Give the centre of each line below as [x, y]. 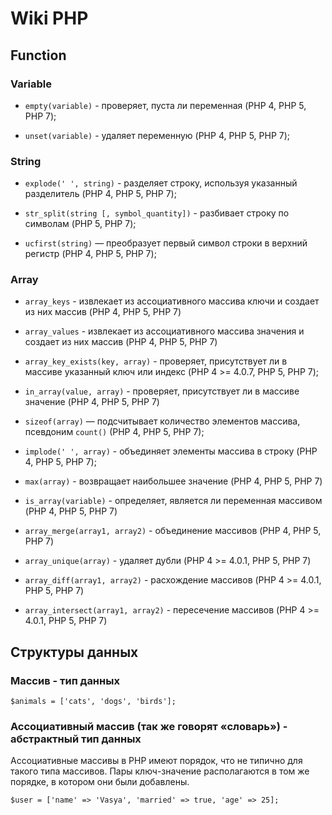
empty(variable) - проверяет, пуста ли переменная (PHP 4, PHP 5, [165, 105]
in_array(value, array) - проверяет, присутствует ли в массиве [162, 391]
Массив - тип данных [65, 680]
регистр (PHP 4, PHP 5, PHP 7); [90, 254]
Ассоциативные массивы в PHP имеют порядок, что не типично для [156, 761]
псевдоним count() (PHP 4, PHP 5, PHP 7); [114, 432]
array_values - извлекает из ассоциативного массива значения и [164, 331]
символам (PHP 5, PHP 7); [80, 224]
